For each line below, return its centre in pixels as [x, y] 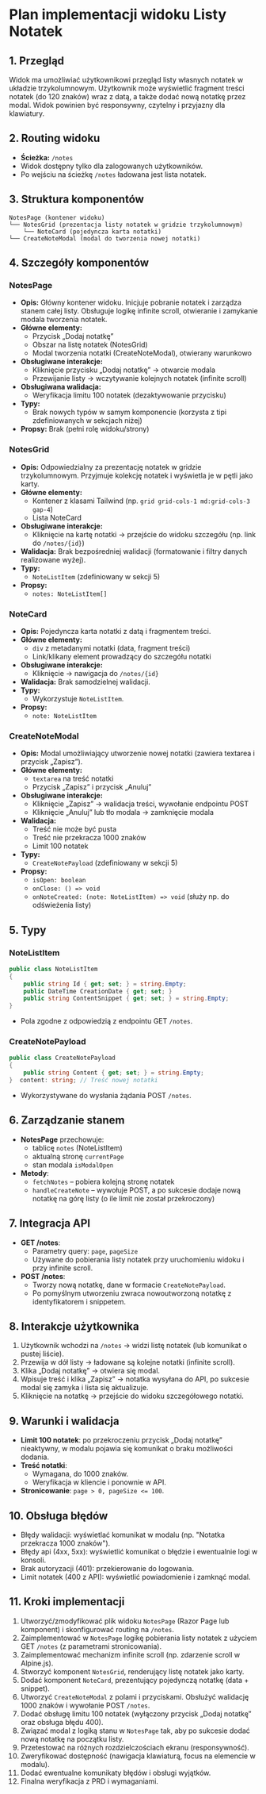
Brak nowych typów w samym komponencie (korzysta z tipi [129, 412]
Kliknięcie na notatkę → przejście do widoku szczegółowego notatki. [132, 1396]
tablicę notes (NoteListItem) [78, 1147]
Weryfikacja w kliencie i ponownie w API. [99, 1482]
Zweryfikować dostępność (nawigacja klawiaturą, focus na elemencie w [138, 1756]
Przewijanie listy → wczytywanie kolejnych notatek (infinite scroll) [140, 378]
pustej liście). [42, 1354]
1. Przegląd [37, 61]
